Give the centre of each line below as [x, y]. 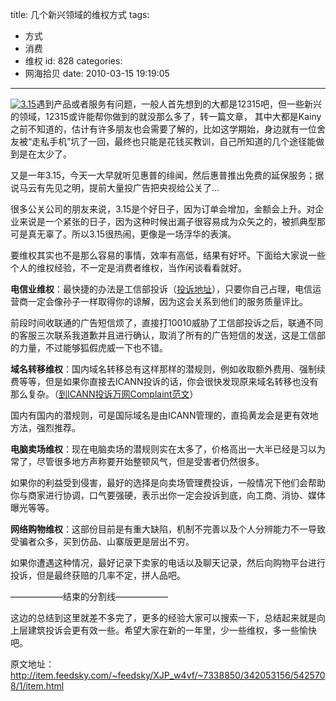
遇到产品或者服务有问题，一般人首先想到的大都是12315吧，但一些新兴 [179, 104]
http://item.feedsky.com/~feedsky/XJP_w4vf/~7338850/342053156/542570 [168, 675]
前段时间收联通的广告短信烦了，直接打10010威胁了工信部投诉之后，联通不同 [166, 322]
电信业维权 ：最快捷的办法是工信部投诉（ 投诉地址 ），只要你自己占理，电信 [161, 289]
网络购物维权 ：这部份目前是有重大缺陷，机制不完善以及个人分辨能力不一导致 [168, 529]
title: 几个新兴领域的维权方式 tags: [80, 14]
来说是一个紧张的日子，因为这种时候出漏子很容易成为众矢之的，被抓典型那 [172, 221]
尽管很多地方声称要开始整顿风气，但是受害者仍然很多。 [150, 461]
